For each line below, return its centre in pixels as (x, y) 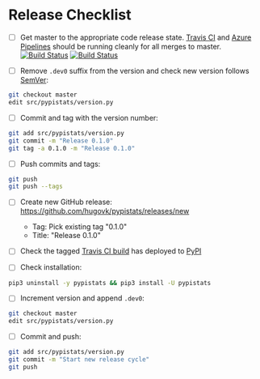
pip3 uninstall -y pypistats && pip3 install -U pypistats (110, 283)
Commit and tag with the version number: (89, 117)
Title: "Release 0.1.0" (66, 236)
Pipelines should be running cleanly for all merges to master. (121, 47)
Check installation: (51, 267)
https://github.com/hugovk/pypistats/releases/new (105, 211)
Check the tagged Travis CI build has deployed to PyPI (111, 251)
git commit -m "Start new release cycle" (79, 360)
